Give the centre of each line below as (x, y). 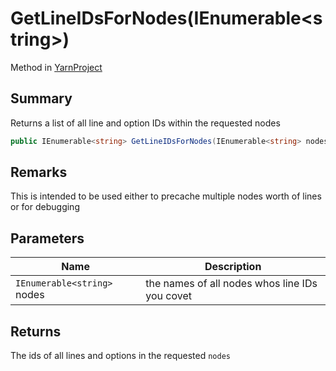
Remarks (39, 172)
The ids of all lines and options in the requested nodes (120, 356)
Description (233, 267)
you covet (168, 296)
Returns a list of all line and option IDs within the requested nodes (145, 123)
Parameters (47, 238)
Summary (41, 98)
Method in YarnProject (56, 67)
